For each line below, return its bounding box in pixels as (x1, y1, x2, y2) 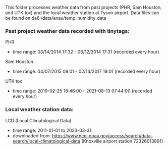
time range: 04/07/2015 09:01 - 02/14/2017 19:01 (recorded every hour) (12, 68, 160, 75)
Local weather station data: (5, 106, 74, 113)
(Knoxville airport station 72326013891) (81, 138, 163, 144)
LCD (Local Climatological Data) (5, 117, 72, 123)
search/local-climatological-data (12, 138, 81, 144)
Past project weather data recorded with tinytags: (5, 27, 130, 34)
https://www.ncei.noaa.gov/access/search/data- (52, 132, 153, 138)
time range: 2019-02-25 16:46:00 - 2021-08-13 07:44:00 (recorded (12, 88, 152, 94)
